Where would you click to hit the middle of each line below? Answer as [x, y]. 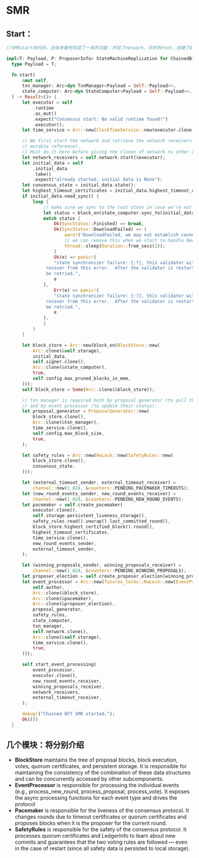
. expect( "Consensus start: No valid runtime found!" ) [100, 119]
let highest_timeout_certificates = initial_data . [86, 191]
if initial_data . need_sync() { [60, 196]
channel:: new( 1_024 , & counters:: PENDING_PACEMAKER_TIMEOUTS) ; [111, 488]
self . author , [49, 587]
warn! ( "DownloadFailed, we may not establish [121, 235]
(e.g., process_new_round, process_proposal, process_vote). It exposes [102, 791]
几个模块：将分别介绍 [45, 745]
